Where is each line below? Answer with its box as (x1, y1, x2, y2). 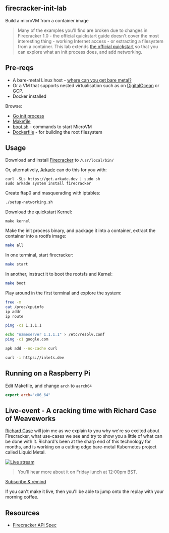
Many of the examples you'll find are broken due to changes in (17, 27, 148, 33)
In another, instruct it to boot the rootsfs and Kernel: (5, 271, 112, 277)
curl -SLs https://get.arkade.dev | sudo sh (5, 177, 100, 182)
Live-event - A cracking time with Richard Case (5, 406, 157, 415)
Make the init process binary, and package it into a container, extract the (5, 227, 156, 234)
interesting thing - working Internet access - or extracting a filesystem (17, 38, 164, 44)
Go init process (12, 112, 44, 119)
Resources (5, 509, 40, 517)
